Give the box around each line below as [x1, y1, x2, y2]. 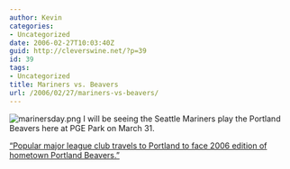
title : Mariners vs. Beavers [9, 80, 119, 89]
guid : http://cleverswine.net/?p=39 [9, 47, 147, 56]
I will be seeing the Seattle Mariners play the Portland [82, 113, 281, 124]
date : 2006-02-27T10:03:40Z [9, 38, 115, 48]
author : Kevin [9, 13, 63, 22]
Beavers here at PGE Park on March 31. [9, 122, 155, 133]
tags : [9, 64, 30, 73]
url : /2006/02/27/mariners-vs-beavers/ [9, 88, 159, 97]
